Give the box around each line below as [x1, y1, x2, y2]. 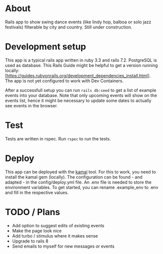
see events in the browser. [5, 102, 58, 108]
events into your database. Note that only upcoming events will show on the [5, 92, 157, 98]
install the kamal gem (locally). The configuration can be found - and [5, 174, 143, 180]
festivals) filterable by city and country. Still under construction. [5, 24, 132, 30]
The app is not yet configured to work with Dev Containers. [5, 78, 124, 84]
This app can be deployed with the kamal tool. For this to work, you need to [5, 169, 156, 175]
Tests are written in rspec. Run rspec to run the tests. [5, 135, 111, 141]
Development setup [5, 41, 87, 52]
